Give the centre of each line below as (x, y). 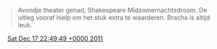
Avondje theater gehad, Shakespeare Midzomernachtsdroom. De (112, 10)
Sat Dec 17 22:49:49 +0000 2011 (55, 38)
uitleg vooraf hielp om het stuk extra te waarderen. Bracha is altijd (114, 17)
